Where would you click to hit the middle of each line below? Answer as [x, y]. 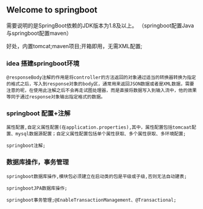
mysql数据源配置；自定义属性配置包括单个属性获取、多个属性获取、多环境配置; [101, 134]
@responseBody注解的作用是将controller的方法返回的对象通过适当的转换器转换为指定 [101, 78]
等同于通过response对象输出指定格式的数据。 [56, 97]
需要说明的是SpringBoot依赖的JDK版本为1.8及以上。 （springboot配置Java [100, 25]
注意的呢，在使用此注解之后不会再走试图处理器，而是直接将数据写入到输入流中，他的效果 [101, 91]
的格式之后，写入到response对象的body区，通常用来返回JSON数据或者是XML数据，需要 [100, 84]
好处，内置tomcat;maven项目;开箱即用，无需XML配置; [74, 46]
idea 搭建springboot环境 [43, 63]
